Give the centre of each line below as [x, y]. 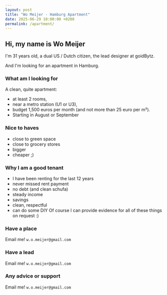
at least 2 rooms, [30, 99]
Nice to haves [22, 128]
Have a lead [20, 253]
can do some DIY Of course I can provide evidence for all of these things [87, 210]
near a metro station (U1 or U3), [45, 104]
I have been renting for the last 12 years [53, 178]
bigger [19, 149]
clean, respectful [30, 205]
